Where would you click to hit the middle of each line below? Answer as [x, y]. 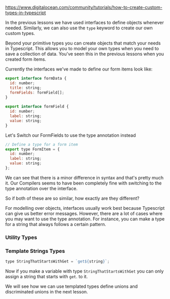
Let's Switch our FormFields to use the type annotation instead [71, 135]
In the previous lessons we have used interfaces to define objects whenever [85, 23]
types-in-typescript [26, 13]
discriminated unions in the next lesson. [47, 291]
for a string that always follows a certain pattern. [56, 224]
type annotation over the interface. [41, 188]
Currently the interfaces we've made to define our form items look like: [79, 69]
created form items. [26, 59]
